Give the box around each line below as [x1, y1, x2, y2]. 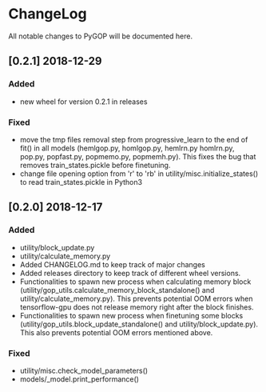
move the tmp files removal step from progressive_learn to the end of [19, 134, 248, 144]
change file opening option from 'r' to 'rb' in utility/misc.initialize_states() [19, 169, 258, 178]
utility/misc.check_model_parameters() [19, 366, 149, 375]
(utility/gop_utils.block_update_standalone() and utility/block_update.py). [19, 319, 258, 329]
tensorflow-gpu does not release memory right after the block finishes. [19, 302, 254, 312]
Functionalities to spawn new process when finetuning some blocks [19, 310, 244, 320]
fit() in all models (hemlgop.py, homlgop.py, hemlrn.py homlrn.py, [19, 143, 235, 153]
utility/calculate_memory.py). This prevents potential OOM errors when [19, 294, 253, 303]
